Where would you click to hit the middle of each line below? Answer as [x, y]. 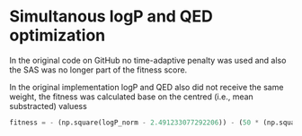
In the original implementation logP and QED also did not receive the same [147, 87]
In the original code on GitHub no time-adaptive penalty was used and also [148, 60]
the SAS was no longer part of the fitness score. [98, 70]
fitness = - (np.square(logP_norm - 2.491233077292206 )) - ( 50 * [134, 123]
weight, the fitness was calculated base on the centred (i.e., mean [131, 97]
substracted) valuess [48, 106]
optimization [58, 35]
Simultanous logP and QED [111, 17]
